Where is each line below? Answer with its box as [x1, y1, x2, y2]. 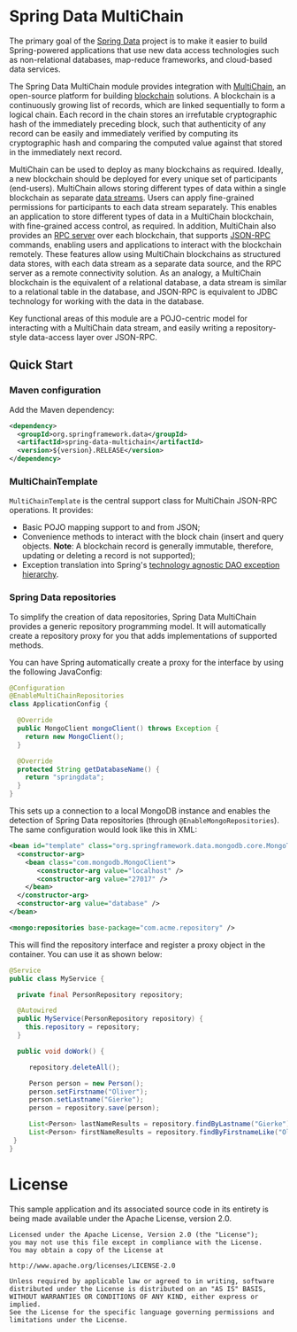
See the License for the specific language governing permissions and [9, 1307, 275, 1317]
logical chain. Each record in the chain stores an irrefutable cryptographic [9, 109, 278, 120]
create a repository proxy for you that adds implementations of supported [9, 630, 278, 641]
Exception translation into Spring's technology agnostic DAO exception [21, 560, 280, 571]
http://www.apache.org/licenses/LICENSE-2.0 [9, 1261, 176, 1270]
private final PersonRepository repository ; [17, 990, 184, 999]
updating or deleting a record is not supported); [21, 550, 196, 561]
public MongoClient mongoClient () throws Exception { [17, 724, 219, 733]
